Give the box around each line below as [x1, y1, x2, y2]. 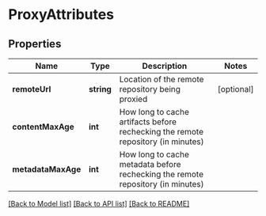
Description [142, 61, 188, 71]
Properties [8, 37, 62, 51]
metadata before [119, 159, 181, 169]
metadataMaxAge [12, 164, 82, 175]
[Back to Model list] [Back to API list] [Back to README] [8, 199, 190, 208]
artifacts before [119, 116, 177, 127]
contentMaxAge [12, 121, 74, 132]
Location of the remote [119, 74, 204, 85]
